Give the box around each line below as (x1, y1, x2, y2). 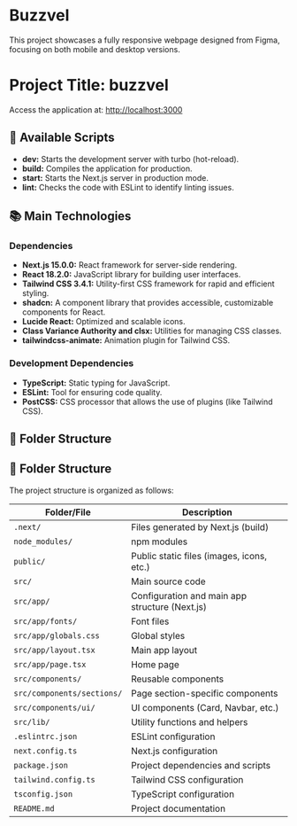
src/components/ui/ (13, 702, 95, 713)
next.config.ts (13, 745, 78, 756)
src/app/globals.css (13, 630, 100, 641)
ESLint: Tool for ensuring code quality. (21, 386, 163, 397)
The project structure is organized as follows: (9, 485, 174, 495)
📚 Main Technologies (9, 209, 132, 224)
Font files (131, 615, 170, 627)
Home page (131, 658, 179, 670)
